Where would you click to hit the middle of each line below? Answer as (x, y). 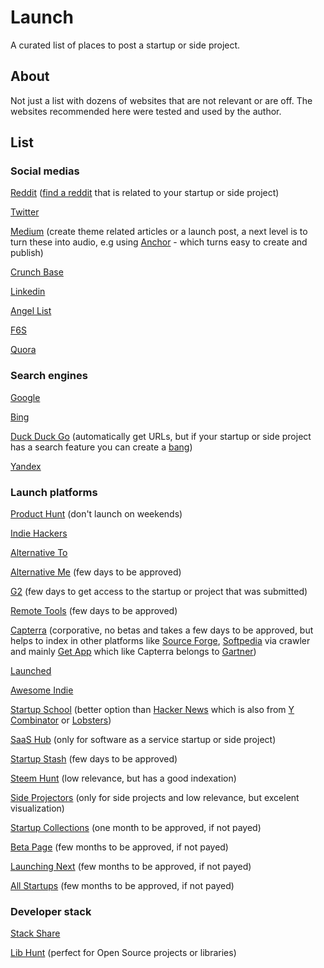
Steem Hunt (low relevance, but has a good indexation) (123, 778)
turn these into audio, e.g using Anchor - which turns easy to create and (159, 242)
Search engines (49, 376)
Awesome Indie (42, 690)
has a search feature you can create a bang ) (101, 447)
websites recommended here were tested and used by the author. (146, 111)
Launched (31, 671)
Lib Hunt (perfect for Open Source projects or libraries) (123, 953)
